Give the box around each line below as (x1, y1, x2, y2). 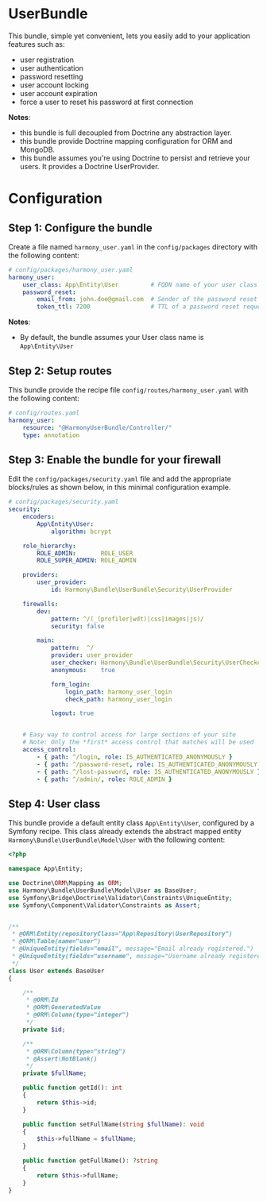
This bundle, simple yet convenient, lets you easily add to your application (8, 31, 250, 41)
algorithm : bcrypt (50, 528, 112, 535)
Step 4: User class (8, 797, 101, 810)
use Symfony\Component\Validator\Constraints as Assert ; (8, 901, 201, 910)
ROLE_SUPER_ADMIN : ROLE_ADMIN (37, 557, 137, 565)
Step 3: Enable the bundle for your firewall (8, 453, 221, 466)
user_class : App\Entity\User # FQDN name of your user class (22, 280, 258, 288)
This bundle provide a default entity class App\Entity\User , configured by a (8, 818, 254, 828)
